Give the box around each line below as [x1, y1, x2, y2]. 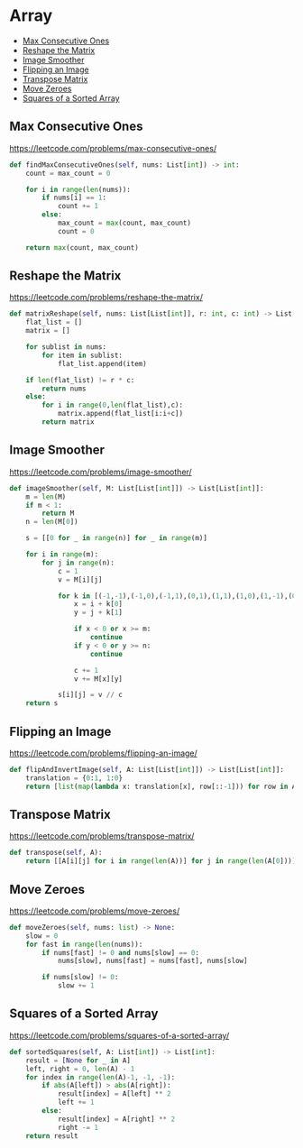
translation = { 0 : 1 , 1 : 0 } [25, 773, 124, 783]
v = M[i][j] [57, 574, 103, 584]
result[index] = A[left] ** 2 [57, 1089, 171, 1098]
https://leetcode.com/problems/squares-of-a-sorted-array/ [9, 1030, 230, 1041]
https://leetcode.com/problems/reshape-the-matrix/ [9, 292, 203, 303]
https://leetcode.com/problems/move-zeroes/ [9, 905, 180, 916]
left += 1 [57, 1097, 95, 1107]
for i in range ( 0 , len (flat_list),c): [41, 400, 183, 410]
